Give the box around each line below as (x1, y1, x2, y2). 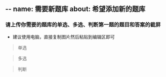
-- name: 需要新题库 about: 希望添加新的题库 (5, 5, 146, 14)
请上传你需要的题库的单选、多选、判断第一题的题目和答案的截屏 (5, 21, 161, 28)
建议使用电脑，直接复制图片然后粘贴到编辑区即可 (12, 33, 115, 40)
